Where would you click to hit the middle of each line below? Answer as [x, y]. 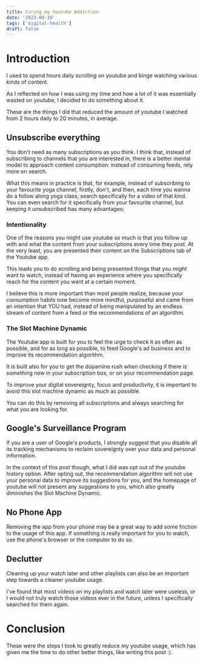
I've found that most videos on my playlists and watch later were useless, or [101, 592]
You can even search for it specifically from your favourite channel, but [95, 202]
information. [22, 456]
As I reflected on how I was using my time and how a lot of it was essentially [101, 94]
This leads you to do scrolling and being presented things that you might [97, 269]
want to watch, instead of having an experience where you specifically [95, 275]
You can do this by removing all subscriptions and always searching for [95, 403]
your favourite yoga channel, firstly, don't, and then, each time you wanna [98, 189]
